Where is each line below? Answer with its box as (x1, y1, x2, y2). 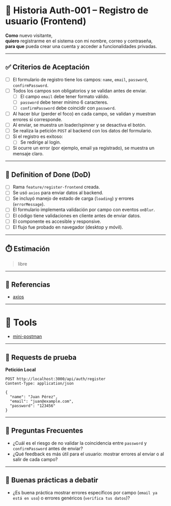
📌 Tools (5, 316, 37, 328)
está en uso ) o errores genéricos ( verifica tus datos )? (12, 495, 130, 501)
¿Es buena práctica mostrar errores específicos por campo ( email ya (12, 489, 158, 495)
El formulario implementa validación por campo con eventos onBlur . (12, 206, 155, 213)
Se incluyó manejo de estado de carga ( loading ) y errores (12, 195, 134, 201)
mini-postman (12, 333, 42, 339)
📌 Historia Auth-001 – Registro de (5, 5, 149, 16)
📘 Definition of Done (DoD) (5, 170, 91, 179)
